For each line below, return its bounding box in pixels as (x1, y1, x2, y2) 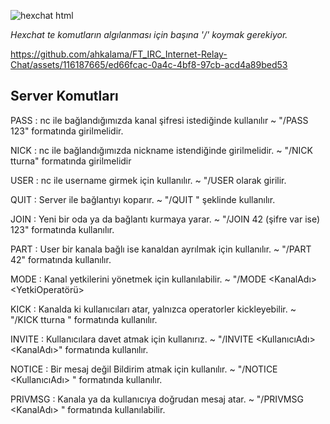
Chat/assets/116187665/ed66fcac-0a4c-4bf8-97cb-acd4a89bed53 (10, 59, 288, 70)
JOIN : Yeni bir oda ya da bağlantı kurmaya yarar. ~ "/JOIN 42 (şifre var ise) (10, 213, 321, 225)
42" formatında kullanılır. (10, 253, 112, 265)
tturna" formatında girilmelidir (10, 155, 132, 167)
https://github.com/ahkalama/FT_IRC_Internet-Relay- (10, 48, 228, 60)
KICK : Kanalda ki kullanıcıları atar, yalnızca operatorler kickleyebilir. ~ (10, 303, 297, 315)
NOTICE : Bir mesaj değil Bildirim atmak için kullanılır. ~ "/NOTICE (10, 363, 278, 375)
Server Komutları (10, 88, 119, 105)
